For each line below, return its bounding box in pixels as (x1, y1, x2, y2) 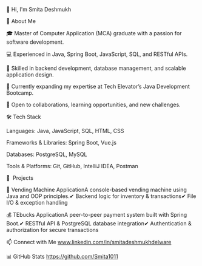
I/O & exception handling (6, 199, 68, 206)
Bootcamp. (6, 89, 34, 97)
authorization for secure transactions (6, 227, 99, 233)
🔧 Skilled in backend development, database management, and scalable (6, 64, 186, 72)
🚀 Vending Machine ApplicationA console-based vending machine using (6, 186, 187, 193)
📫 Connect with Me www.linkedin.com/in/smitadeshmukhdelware (6, 239, 172, 245)
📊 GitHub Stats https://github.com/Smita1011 (6, 253, 118, 260)
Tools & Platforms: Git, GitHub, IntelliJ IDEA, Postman (6, 163, 138, 169)
